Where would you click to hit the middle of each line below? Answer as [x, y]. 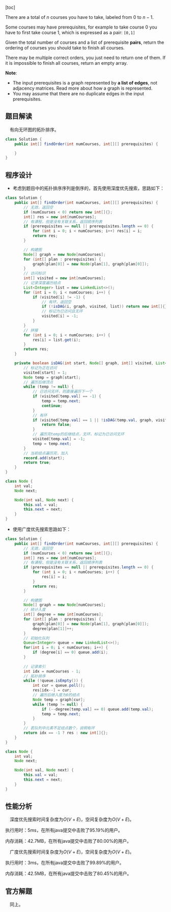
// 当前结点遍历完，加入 [46, 453]
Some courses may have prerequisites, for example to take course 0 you [81, 27]
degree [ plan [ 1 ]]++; [53, 629]
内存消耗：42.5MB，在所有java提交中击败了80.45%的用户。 [68, 874]
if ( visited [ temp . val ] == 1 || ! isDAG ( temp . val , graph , [93, 420]
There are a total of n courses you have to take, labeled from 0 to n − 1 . [79, 17]
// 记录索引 [35, 666]
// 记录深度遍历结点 [42, 283]
